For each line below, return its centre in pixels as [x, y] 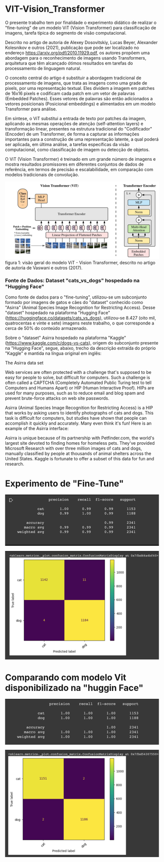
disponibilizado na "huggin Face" [74, 688]
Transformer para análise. [31, 109]
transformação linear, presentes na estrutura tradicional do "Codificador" [79, 129]
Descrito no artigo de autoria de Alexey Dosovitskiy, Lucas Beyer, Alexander [81, 42]
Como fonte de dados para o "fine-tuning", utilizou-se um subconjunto [76, 297]
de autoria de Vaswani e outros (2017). [44, 268]
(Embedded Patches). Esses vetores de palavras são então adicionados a [79, 98]
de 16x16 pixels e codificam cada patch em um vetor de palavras [70, 93]
